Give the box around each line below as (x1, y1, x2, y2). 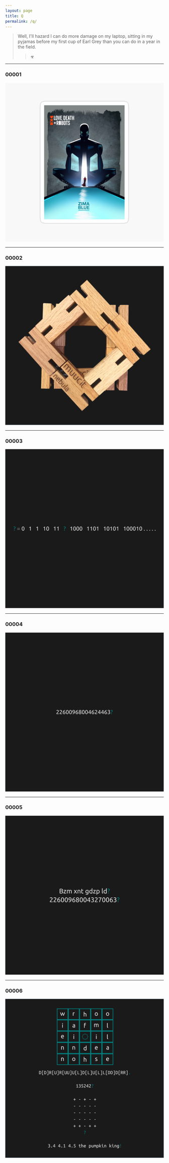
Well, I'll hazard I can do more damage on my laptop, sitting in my (17, 33, 153, 39)
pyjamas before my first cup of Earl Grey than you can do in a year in (17, 38, 160, 45)
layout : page (5, 8, 33, 13)
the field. (17, 44, 36, 50)
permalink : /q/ (5, 19, 37, 24)
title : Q (5, 13, 24, 19)
